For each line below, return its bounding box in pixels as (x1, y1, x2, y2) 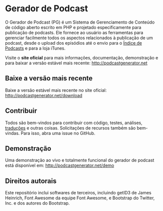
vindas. (5, 130, 20, 136)
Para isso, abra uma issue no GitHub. (21, 130, 95, 136)
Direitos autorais (5, 177, 57, 185)
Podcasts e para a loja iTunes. (5, 45, 66, 51)
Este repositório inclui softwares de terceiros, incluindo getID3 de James (5, 190, 152, 196)
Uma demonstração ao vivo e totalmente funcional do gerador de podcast (5, 158, 155, 163)
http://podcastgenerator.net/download (5, 92, 82, 98)
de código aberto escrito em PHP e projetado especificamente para (5, 24, 141, 30)
